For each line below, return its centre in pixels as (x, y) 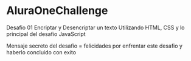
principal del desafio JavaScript (46, 34)
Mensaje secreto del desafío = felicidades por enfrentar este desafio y (94, 46)
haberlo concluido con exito (41, 52)
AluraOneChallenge (57, 11)
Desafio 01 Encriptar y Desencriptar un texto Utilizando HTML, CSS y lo (95, 27)
